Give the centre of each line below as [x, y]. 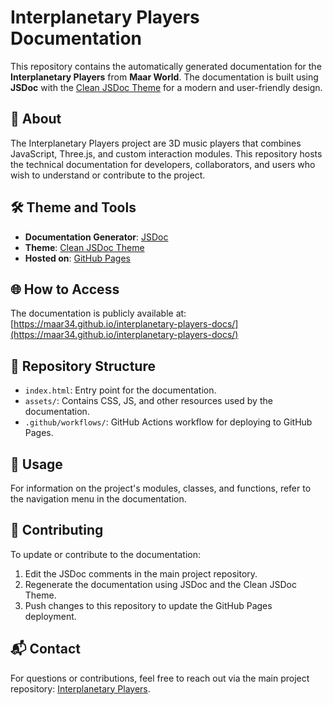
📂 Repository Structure [83, 366]
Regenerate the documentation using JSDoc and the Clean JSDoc [160, 584]
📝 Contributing [57, 530]
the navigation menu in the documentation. [98, 499]
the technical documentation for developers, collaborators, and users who [163, 164]
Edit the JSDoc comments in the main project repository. [141, 573]
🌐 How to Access [65, 289]
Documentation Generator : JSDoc [96, 237]
